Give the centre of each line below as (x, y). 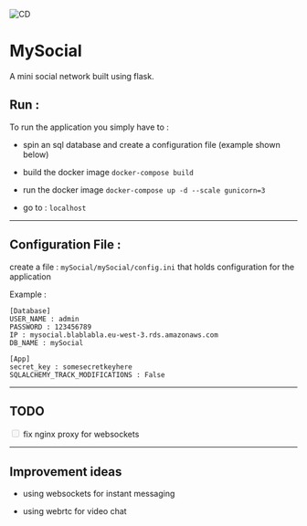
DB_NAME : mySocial (47, 342)
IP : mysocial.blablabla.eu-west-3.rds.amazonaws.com (114, 335)
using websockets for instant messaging (99, 494)
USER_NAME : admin (44, 319)
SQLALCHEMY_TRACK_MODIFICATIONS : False (88, 374)
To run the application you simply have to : (89, 127)
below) (36, 154)
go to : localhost (54, 207)
